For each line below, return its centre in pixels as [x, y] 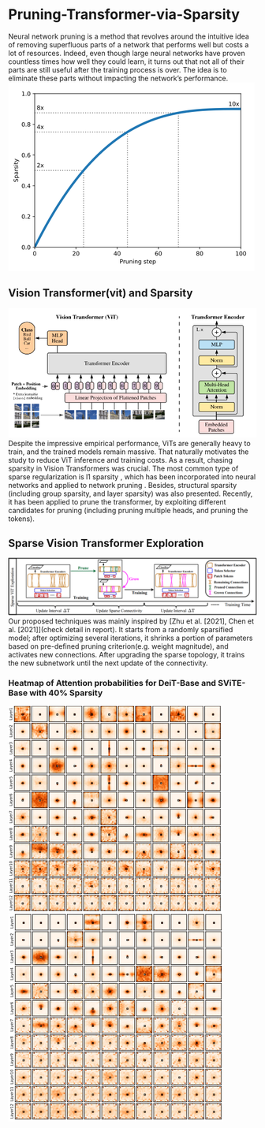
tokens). [22, 519]
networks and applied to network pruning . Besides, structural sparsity [123, 485]
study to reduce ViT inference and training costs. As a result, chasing [121, 460]
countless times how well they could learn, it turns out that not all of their [127, 61]
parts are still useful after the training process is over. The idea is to [118, 69]
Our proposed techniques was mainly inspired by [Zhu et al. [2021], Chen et [131, 621]
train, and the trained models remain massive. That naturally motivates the [129, 452]
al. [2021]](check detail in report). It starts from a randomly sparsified [121, 629]
